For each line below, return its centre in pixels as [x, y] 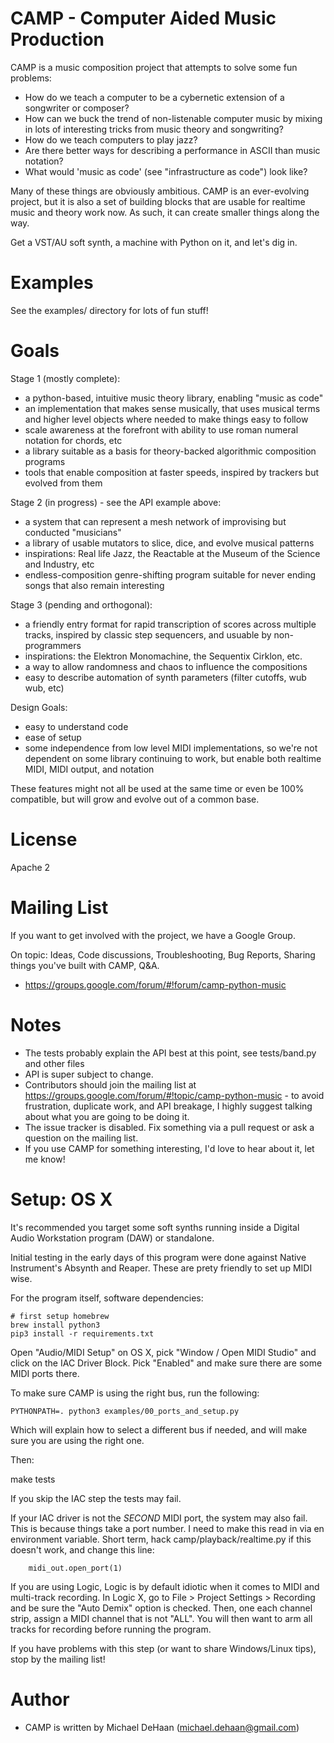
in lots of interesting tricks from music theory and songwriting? [154, 129]
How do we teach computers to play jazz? [111, 139]
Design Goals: [39, 707]
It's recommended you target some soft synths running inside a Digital [155, 1227]
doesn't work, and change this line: [82, 1549]
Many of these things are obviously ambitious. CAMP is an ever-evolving [160, 191]
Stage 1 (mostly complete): [65, 378]
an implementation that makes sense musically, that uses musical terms [172, 408]
